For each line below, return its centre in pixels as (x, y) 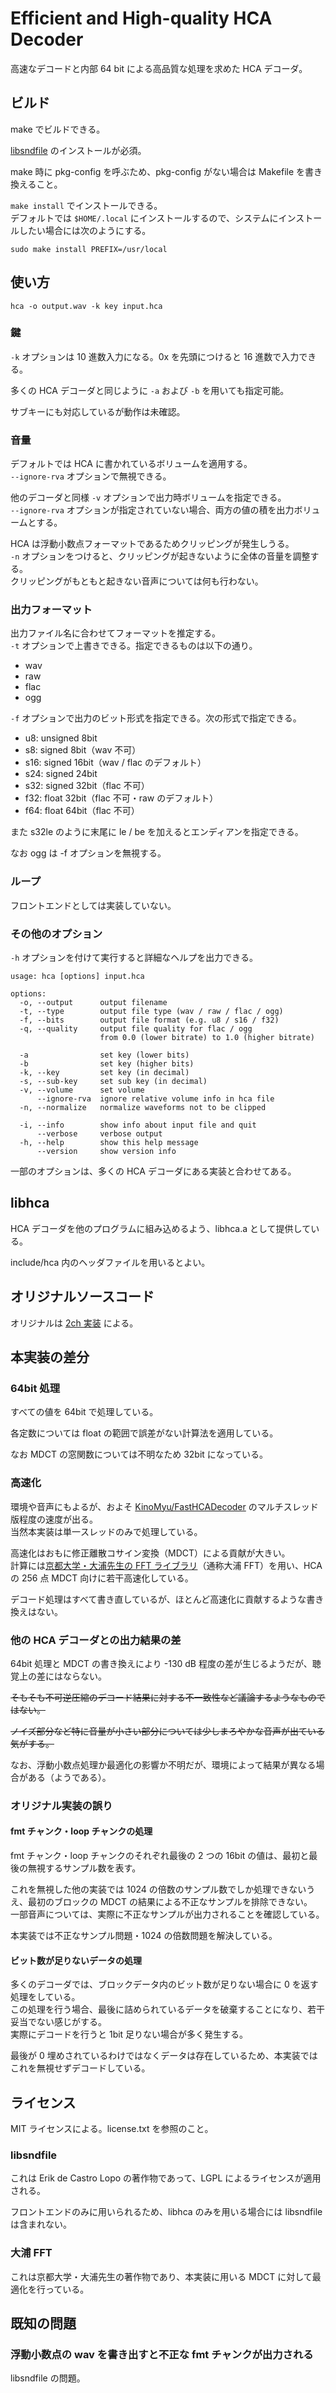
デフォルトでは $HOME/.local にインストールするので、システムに (144, 218)
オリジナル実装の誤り (61, 1805)
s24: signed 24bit (61, 774)
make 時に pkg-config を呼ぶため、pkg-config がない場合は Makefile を (158, 171)
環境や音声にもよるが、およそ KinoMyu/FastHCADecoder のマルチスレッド (164, 1506)
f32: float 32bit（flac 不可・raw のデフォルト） (121, 798)
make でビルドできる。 (58, 129)
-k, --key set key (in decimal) (104, 1073)
